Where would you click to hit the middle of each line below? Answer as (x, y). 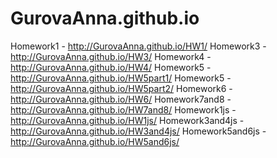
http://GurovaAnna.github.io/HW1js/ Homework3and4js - (127, 120)
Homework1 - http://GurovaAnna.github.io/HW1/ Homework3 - (138, 46)
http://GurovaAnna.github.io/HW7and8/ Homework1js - (123, 109)
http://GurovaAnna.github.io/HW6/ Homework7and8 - (121, 99)
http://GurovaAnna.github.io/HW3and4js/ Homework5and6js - (138, 131)
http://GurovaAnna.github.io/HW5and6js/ (95, 141)
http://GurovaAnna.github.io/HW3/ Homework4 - (111, 56)
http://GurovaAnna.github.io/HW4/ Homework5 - (111, 67)
